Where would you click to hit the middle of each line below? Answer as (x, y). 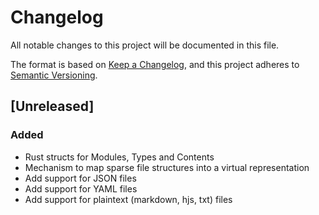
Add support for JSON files (80, 178)
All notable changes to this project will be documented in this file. (145, 45)
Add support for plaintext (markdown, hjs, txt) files (128, 199)
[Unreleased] (52, 106)
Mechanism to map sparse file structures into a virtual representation (167, 167)
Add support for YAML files (81, 188)
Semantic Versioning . (54, 75)
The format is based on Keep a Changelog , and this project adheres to (155, 64)
